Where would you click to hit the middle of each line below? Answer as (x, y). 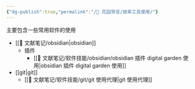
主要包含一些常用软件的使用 (41, 30)
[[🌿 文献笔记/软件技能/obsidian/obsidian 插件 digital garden (107, 58)
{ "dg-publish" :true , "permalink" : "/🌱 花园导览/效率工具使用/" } (82, 12)
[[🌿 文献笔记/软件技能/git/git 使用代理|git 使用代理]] (88, 79)
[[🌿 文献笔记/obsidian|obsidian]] (55, 42)
